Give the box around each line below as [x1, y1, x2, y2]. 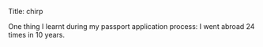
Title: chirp [8, 7, 43, 16]
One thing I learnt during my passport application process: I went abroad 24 [8, 22, 255, 31]
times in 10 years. [8, 31, 66, 39]
